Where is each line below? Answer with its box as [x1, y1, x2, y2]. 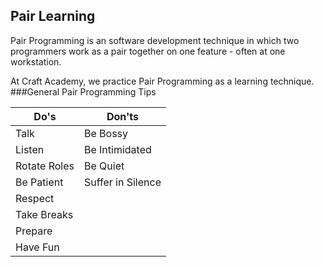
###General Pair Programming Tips [10, 85, 157, 98]
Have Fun [15, 240, 60, 254]
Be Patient [15, 175, 64, 189]
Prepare [15, 224, 53, 238]
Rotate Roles [15, 159, 75, 173]
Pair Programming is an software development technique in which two [10, 34, 300, 46]
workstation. [10, 55, 62, 68]
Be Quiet [83, 159, 125, 173]
